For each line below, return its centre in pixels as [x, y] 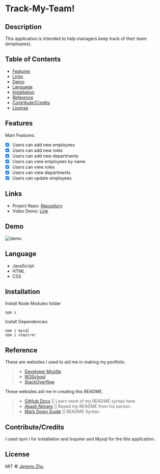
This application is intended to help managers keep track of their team [76, 38]
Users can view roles [33, 167]
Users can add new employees [43, 145]
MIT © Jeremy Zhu [24, 466]
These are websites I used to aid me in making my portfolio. [66, 362]
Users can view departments [41, 172]
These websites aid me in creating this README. [54, 392]
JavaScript [23, 266]
